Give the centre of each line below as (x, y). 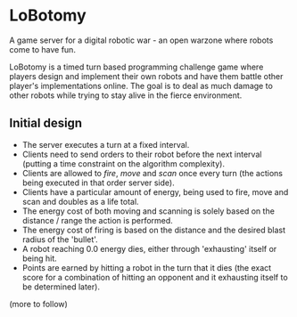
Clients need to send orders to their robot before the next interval (142, 154)
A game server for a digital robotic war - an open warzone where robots (141, 40)
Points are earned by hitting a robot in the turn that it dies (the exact (147, 267)
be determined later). (61, 287)
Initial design (46, 123)
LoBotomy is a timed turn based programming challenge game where (136, 67)
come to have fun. (42, 49)
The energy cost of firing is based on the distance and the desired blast (153, 230)
